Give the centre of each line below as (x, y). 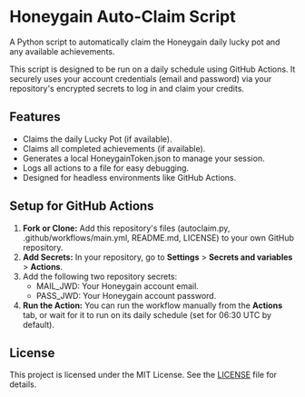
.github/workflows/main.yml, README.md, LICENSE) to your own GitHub (158, 237)
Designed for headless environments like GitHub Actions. (129, 177)
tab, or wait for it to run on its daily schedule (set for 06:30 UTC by (147, 314)
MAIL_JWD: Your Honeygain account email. (118, 286)
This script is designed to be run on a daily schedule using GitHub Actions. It (152, 69)
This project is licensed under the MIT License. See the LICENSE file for (143, 375)
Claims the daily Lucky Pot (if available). (97, 139)
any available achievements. (62, 51)
